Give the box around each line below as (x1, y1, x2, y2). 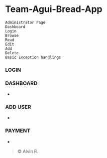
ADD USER (5, 104, 31, 111)
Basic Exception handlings (5, 55, 61, 60)
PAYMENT (5, 127, 31, 134)
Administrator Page (5, 20, 46, 25)
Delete (5, 50, 19, 55)
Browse (5, 33, 19, 38)
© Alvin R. (17, 148, 39, 154)
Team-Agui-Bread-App (5, 3, 103, 15)
